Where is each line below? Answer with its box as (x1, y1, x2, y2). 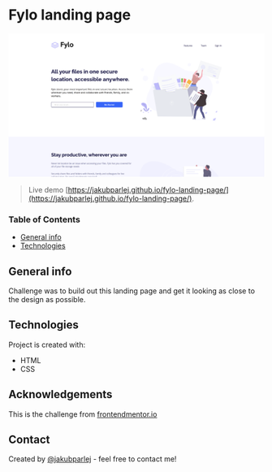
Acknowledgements (8, 388, 113, 401)
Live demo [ (28, 184, 69, 194)
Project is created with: (8, 340, 86, 349)
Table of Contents (8, 214, 81, 225)
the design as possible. (8, 295, 86, 305)
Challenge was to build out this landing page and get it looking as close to (8, 286, 256, 296)
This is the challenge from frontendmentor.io (8, 409, 158, 419)
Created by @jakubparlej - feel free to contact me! (8, 454, 177, 464)
